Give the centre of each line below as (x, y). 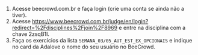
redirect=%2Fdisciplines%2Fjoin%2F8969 (65, 27)
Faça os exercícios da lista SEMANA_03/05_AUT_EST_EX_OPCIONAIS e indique (102, 40)
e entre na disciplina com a (152, 27)
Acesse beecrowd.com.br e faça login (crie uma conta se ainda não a (98, 9)
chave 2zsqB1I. (31, 34)
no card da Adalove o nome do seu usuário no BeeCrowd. (83, 47)
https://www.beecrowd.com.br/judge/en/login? (90, 21)
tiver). (19, 15)
